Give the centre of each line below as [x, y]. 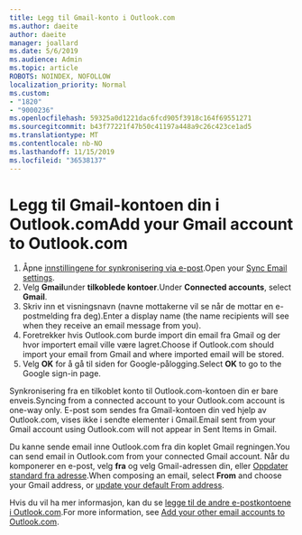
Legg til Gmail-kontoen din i [114, 205]
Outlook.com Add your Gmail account [151, 224]
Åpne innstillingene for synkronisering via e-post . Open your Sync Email [155, 268]
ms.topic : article [44, 69]
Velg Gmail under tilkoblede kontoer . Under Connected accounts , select [156, 287]
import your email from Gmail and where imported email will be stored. [153, 355]
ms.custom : [30, 93]
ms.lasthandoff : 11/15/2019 [62, 152]
